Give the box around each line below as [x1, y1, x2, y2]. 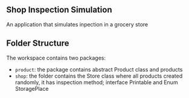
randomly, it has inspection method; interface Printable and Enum [14, 78, 178, 86]
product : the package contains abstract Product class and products [14, 66, 183, 73]
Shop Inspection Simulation [6, 5, 112, 15]
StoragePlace [14, 85, 49, 92]
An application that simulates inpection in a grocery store [6, 20, 149, 28]
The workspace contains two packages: [6, 54, 106, 61]
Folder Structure [6, 38, 69, 49]
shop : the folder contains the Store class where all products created [14, 72, 183, 79]
